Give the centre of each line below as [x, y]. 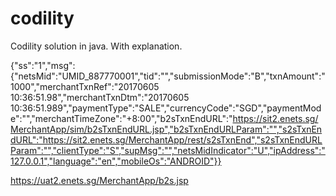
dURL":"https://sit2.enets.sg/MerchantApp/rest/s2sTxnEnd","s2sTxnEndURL [166, 139]
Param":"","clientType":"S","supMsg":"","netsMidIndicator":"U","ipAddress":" [168, 150]
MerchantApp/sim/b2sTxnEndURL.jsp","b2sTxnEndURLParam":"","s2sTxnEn [166, 129]
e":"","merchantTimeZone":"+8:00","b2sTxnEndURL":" [121, 118]
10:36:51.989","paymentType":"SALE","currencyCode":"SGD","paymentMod [166, 108]
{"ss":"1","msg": [43, 65]
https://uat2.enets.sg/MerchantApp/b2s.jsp [99, 180]
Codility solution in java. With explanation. [96, 46]
